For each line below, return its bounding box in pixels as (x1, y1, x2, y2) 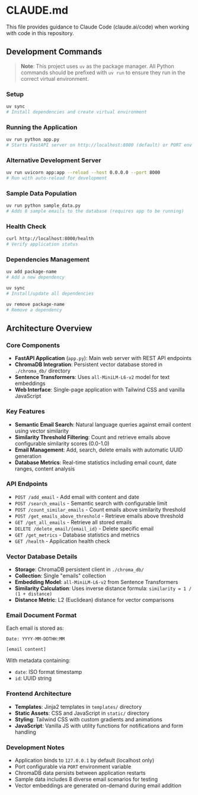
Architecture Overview (6, 323, 92, 333)
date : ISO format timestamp (14, 668, 82, 676)
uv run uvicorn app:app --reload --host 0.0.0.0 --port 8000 (6, 170, 161, 176)
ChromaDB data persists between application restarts (14, 769, 146, 776)
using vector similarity (14, 427, 69, 434)
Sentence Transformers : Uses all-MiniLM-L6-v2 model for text (14, 374, 170, 381)
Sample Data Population (6, 189, 77, 197)
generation (14, 452, 41, 459)
